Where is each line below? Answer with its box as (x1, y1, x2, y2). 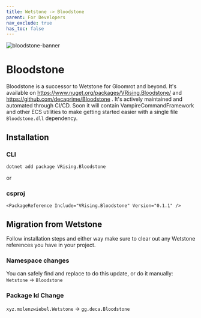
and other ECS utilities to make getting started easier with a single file (6, 109, 178, 116)
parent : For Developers (6, 14, 66, 20)
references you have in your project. (6, 241, 96, 248)
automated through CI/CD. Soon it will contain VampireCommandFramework (6, 102, 194, 109)
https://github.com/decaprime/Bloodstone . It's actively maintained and (6, 95, 183, 103)
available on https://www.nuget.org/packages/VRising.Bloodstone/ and (6, 89, 182, 97)
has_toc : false (6, 25, 44, 32)
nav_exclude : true (6, 20, 52, 26)
